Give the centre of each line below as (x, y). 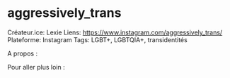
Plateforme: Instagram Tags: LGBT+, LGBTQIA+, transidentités (97, 39)
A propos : (22, 53)
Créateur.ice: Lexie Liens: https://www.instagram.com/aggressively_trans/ (115, 32)
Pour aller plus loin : (36, 67)
